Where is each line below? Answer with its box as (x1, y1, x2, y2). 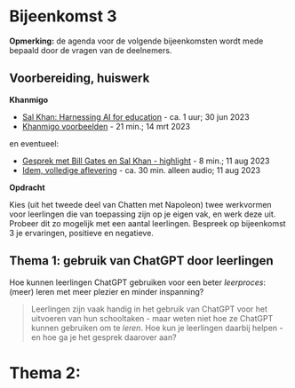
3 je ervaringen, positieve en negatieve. (9, 227, 154, 238)
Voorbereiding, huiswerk (9, 71, 150, 86)
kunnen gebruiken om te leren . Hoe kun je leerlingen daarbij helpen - (30, 322, 283, 333)
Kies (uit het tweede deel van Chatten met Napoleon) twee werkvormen (9, 199, 273, 210)
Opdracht (9, 182, 46, 193)
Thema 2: (9, 362, 82, 383)
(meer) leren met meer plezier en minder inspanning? (9, 286, 204, 297)
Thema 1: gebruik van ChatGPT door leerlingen (9, 253, 274, 268)
